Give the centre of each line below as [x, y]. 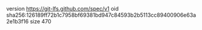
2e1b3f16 [18, 21]
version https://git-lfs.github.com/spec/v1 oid [63, 9]
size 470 [41, 21]
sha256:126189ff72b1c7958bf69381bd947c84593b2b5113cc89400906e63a [101, 15]
